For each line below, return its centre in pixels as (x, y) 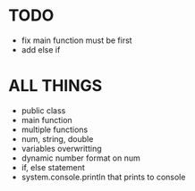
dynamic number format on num (81, 158)
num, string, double (57, 138)
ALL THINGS (55, 86)
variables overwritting (61, 148)
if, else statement (53, 167)
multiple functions (55, 129)
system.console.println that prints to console (103, 177)
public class (43, 110)
